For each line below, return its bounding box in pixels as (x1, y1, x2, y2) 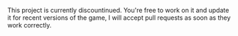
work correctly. (7, 21, 52, 29)
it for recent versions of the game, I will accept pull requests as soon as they (7, 13, 231, 22)
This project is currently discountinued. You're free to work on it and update (7, 6, 229, 14)
